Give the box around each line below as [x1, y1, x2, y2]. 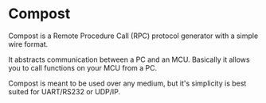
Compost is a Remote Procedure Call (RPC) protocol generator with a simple [8, 31, 259, 40]
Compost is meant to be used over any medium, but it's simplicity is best [8, 78, 247, 88]
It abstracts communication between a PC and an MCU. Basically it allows [8, 55, 250, 64]
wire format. [8, 39, 49, 48]
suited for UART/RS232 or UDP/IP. [8, 86, 121, 96]
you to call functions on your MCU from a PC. [8, 63, 158, 72]
